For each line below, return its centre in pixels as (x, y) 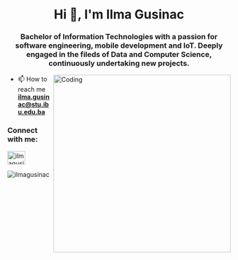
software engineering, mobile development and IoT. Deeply (119, 45)
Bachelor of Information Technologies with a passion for (119, 37)
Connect (22, 131)
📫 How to (32, 79)
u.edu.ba (31, 112)
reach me (32, 90)
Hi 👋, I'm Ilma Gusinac (119, 15)
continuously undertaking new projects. (119, 63)
